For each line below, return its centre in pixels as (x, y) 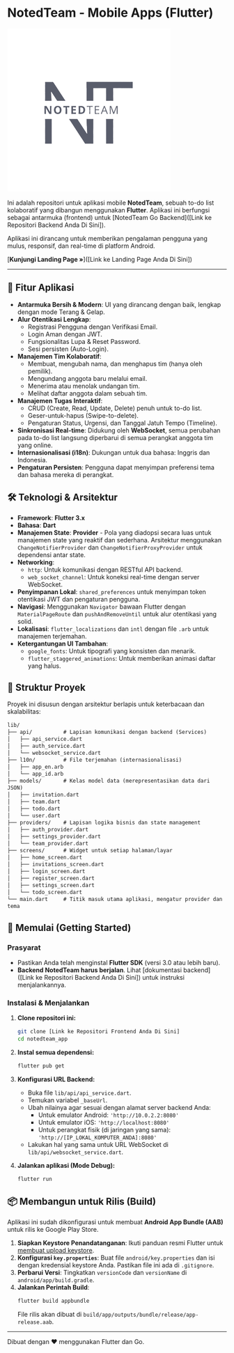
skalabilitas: (24, 712)
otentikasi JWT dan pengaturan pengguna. (79, 599)
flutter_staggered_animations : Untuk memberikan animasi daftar (122, 658)
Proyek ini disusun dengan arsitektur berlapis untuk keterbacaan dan (106, 704)
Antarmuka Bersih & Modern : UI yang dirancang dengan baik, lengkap (119, 304)
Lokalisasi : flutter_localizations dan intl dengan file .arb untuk (113, 629)
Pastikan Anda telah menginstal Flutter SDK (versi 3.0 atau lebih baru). (119, 963)
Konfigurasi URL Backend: (56, 1079)
